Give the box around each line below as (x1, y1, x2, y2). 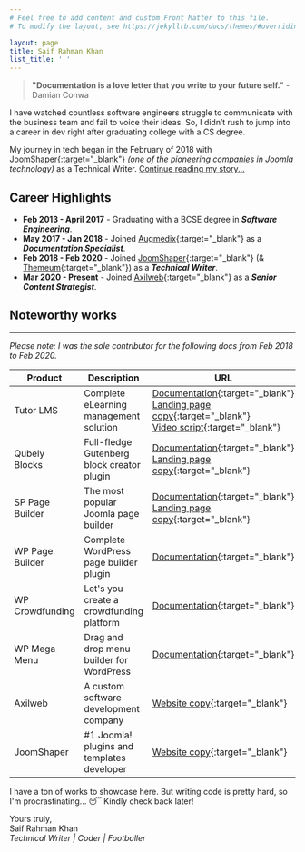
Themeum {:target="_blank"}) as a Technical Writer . (22, 262, 218, 272)
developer (84, 762, 127, 775)
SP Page (14, 496, 51, 509)
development (84, 702, 141, 715)
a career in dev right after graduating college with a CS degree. (9, 126, 246, 137)
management (84, 410, 141, 422)
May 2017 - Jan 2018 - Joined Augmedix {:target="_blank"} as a (22, 233, 262, 243)
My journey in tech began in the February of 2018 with (9, 144, 212, 155)
